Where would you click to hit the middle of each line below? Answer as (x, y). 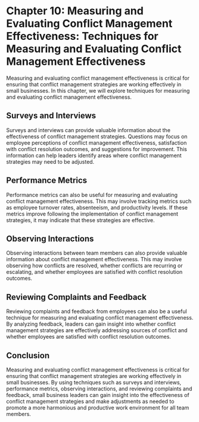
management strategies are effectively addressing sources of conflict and (97, 330)
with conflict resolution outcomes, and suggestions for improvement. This (97, 149)
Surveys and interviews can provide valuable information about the (88, 130)
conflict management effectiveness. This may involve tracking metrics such (99, 201)
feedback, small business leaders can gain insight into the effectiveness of (98, 395)
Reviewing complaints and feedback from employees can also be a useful (97, 311)
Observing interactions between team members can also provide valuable (97, 253)
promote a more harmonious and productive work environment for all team (98, 408)
